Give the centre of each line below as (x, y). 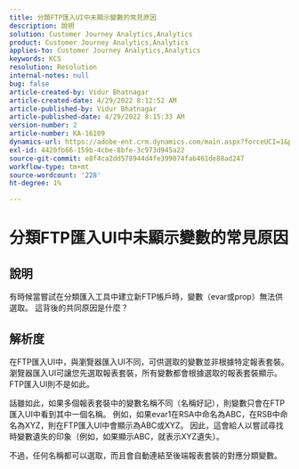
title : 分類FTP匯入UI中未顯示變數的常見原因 (83, 17)
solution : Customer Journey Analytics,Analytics (101, 34)
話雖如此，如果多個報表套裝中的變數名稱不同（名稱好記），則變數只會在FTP (147, 403)
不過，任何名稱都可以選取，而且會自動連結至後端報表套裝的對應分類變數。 (145, 455)
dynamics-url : (36, 142)
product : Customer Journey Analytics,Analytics (99, 42)
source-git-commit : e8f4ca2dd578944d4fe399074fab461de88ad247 (127, 158)
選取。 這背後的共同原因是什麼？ (69, 308)
